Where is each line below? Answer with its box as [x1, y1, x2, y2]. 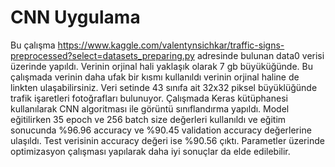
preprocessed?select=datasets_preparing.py [10, 49, 195, 61]
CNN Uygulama [10, 6, 141, 29]
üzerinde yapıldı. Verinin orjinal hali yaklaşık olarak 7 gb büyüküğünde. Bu [10, 60, 314, 72]
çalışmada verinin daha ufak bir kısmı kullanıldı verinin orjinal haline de [10, 71, 300, 83]
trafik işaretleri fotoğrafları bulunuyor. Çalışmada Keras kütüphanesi [10, 92, 288, 104]
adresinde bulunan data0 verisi [196, 49, 325, 61]
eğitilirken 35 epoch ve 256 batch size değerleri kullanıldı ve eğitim [10, 113, 287, 125]
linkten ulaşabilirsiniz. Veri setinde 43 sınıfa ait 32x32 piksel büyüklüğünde [10, 81, 318, 93]
